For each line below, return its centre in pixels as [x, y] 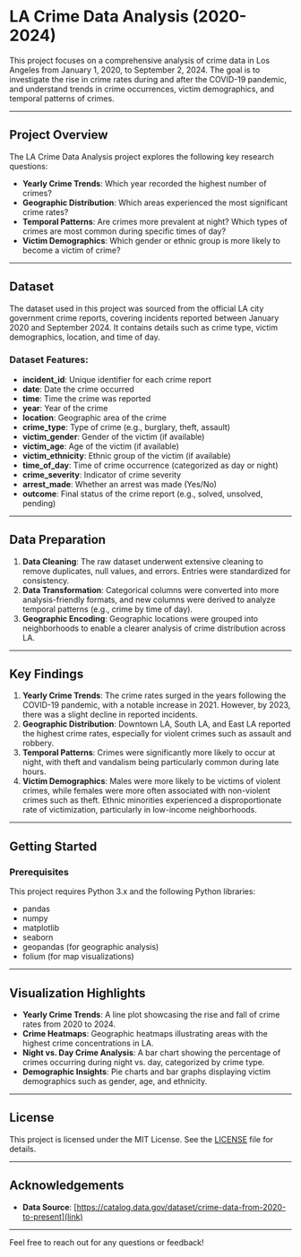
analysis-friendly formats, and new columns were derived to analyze [149, 599]
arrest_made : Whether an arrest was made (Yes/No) [120, 484]
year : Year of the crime [65, 408]
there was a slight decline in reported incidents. [110, 715]
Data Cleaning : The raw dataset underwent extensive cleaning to [143, 561]
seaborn [38, 937]
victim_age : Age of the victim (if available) [100, 446]
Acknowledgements [67, 1186]
